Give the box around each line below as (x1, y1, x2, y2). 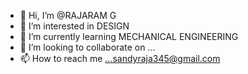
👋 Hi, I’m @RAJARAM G (19, 10, 117, 21)
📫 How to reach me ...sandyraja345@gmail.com (19, 53, 221, 64)
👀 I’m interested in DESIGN (19, 20, 130, 32)
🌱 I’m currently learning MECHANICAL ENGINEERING (19, 31, 239, 42)
